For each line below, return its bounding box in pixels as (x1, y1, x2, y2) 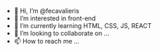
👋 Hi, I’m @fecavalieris (13, 7, 79, 15)
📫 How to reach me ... (13, 37, 79, 45)
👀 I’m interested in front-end (13, 14, 96, 22)
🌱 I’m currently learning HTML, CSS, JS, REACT (13, 22, 152, 30)
